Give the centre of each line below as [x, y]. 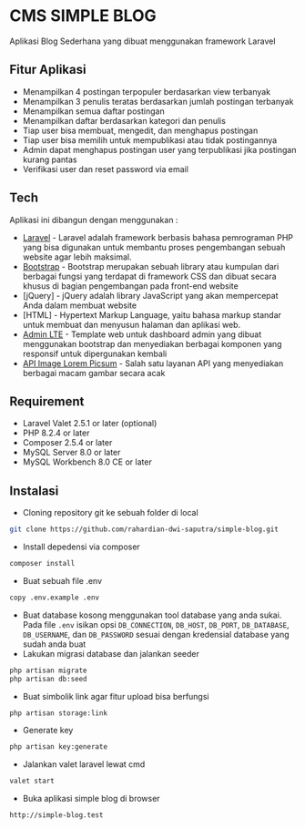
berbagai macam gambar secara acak [94, 373]
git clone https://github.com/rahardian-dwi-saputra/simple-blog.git [144, 529]
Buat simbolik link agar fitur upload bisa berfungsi [116, 696]
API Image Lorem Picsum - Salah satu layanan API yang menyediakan [153, 363]
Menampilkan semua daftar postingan [94, 111]
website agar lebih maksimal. [77, 257]
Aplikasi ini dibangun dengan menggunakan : [94, 220]
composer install [42, 564]
